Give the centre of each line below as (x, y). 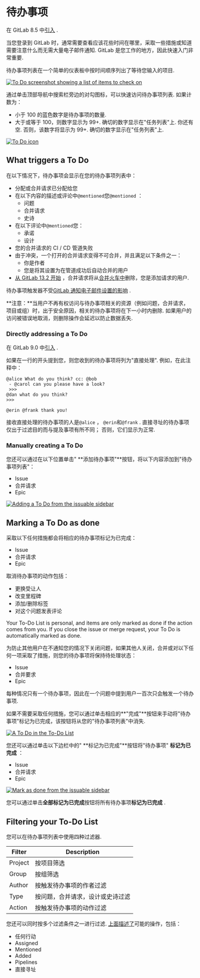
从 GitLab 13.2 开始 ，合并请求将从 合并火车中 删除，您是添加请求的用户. (102, 278)
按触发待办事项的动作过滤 (71, 908)
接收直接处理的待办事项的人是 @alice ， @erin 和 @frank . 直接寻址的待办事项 (98, 422)
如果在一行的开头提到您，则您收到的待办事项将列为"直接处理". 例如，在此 (96, 360)
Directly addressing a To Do (47, 334)
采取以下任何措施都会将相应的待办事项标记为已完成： (71, 538)
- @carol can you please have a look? (57, 385)
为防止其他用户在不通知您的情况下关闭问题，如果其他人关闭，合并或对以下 (97, 648)
